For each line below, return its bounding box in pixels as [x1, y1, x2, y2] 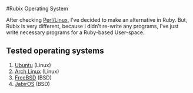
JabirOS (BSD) [14, 80, 50, 87]
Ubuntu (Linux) [14, 61, 51, 68]
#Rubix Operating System [6, 5, 69, 12]
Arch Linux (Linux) [14, 68, 59, 75]
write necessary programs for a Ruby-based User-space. [6, 29, 145, 36]
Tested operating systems [6, 46, 104, 56]
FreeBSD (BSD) [14, 74, 52, 81]
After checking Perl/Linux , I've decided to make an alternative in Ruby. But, [6, 16, 188, 23]
